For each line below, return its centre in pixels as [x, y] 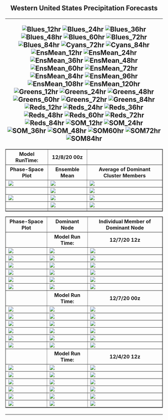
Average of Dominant [125, 169]
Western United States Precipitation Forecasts [84, 8]
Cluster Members [124, 176]
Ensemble [67, 169]
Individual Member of [125, 222]
